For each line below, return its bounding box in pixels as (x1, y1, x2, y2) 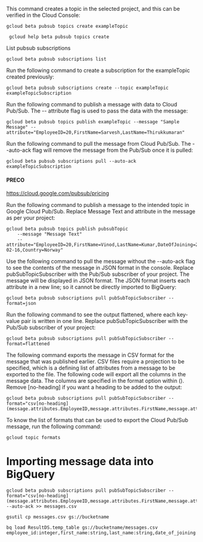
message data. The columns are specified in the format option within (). (6, 377, 184, 385)
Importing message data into (6, 455, 154, 468)
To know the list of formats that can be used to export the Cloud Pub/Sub (6, 417, 188, 424)
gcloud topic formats (6, 435, 61, 441)
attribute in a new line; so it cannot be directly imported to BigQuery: (6, 284, 176, 291)
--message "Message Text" (17, 231, 83, 238)
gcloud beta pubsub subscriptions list (6, 56, 107, 62)
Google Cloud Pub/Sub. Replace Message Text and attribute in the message (6, 208, 196, 215)
